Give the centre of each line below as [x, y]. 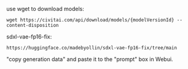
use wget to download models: [45, 9]
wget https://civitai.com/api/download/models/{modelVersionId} [90, 20]
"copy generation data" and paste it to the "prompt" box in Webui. [90, 59]
